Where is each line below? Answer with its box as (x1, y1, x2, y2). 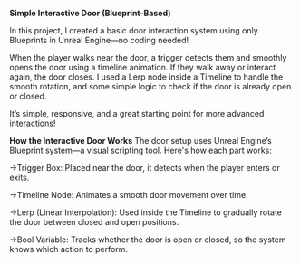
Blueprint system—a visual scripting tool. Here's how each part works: (9, 145, 272, 155)
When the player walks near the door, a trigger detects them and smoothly (9, 52, 287, 62)
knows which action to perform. (9, 244, 129, 254)
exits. (9, 172, 30, 183)
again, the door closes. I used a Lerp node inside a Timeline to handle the (9, 71, 284, 82)
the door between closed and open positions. (9, 217, 179, 227)
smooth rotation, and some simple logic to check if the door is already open (9, 81, 292, 91)
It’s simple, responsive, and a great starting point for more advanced (9, 108, 265, 118)
